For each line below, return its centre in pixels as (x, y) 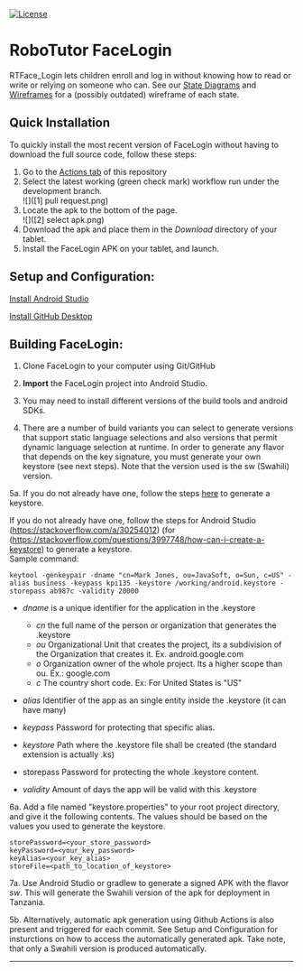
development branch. (62, 190)
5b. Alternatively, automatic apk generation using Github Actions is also (142, 920)
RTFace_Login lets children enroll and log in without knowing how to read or (150, 75)
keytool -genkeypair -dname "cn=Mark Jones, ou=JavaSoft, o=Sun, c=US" (147, 576)
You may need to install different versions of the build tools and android (155, 401)
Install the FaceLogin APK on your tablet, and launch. (120, 248)
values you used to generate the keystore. (87, 827)
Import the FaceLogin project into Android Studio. (115, 384)
